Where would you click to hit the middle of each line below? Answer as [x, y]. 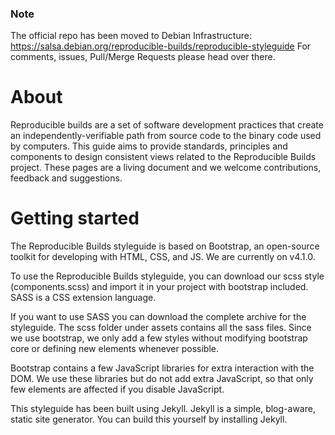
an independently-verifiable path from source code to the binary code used [166, 136]
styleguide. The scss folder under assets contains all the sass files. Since [161, 328]
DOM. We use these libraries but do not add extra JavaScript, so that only [162, 379]
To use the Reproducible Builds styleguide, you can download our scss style [167, 276]
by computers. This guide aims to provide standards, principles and [149, 146]
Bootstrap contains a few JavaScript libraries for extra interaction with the [162, 368]
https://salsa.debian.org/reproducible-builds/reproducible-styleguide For [161, 46]
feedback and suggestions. [66, 178]
